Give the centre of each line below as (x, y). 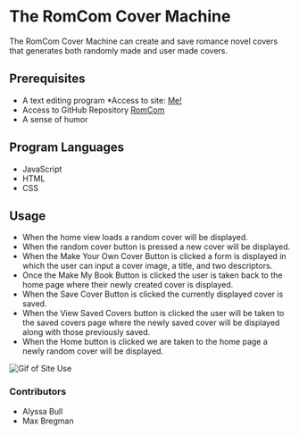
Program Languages (67, 148)
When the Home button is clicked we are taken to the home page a (145, 342)
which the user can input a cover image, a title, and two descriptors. (147, 266)
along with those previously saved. (86, 332)
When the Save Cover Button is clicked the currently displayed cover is (153, 294)
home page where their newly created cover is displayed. (128, 285)
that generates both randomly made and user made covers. (118, 50)
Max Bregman (48, 421)
